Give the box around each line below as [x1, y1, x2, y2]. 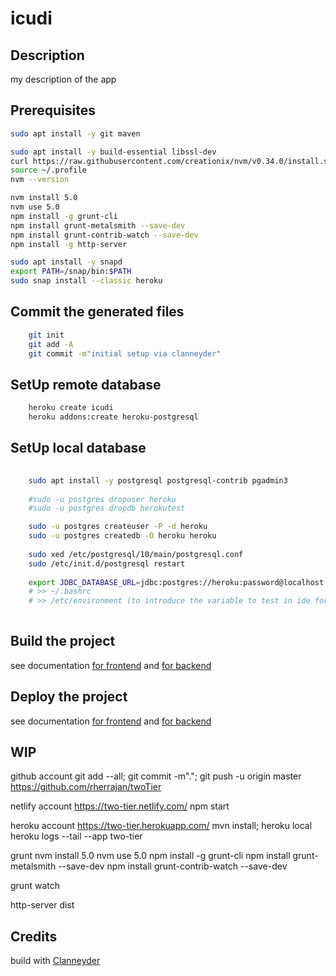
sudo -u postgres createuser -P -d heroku [28, 522, 208, 532]
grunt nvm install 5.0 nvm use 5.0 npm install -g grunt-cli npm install [10, 850, 291, 862]
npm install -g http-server [10, 239, 128, 249]
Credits [10, 928, 58, 945]
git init [28, 330, 65, 340]
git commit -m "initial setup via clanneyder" [28, 348, 222, 359]
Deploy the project [10, 688, 128, 706]
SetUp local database [10, 440, 147, 457]
